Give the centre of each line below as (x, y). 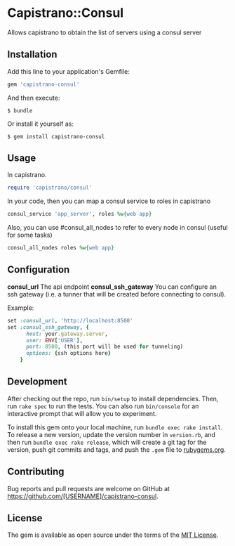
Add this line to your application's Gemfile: (68, 71)
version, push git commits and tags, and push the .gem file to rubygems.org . (117, 449)
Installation (32, 54)
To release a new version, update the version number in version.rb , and (112, 434)
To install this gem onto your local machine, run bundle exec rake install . (115, 427)
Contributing (36, 472)
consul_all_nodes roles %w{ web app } (61, 248)
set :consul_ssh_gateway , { (48, 327)
